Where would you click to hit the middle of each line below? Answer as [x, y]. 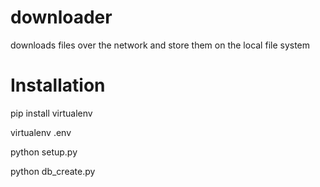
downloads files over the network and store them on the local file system [160, 45]
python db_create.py [53, 171]
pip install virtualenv [51, 113]
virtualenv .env [41, 132]
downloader [61, 17]
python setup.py [44, 152]
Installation [58, 85]
